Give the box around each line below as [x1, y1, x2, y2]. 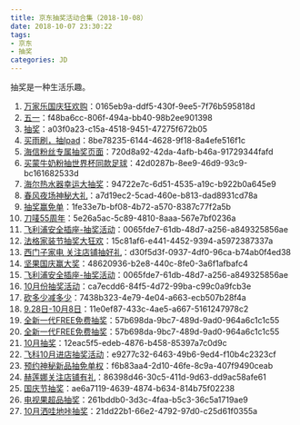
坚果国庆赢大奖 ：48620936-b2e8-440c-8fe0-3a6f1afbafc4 [23, 258, 248, 269]
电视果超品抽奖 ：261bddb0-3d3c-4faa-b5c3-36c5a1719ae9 [23, 394, 249, 405]
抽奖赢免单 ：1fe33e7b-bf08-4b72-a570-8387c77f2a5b [23, 202, 231, 212]
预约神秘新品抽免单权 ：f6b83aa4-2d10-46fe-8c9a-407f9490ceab [23, 361, 274, 371]
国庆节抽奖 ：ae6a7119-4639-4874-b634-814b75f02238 [23, 383, 235, 393]
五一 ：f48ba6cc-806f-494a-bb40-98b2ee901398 [23, 113, 213, 123]
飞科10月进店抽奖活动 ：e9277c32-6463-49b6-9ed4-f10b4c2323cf [23, 349, 276, 360]
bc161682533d [23, 168, 80, 178]
